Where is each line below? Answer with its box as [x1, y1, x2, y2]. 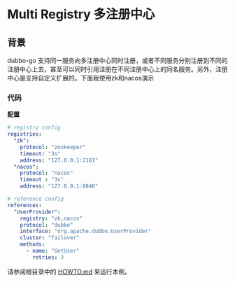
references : [7, 202, 42, 209]
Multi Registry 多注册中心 [7, 6, 155, 22]
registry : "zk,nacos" [20, 215, 83, 222]
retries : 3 [32, 253, 64, 261]
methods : [20, 241, 45, 248]
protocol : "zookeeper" [20, 143, 86, 150]
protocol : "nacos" [20, 169, 73, 177]
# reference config [7, 195, 64, 203]
